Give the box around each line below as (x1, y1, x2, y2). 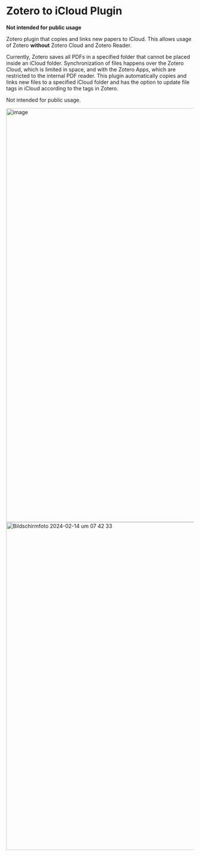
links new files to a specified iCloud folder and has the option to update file (6, 79, 190, 86)
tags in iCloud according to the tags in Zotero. (6, 84, 119, 92)
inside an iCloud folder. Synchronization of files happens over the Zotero (6, 59, 184, 67)
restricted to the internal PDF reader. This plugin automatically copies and (6, 72, 187, 79)
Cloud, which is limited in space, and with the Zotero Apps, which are (6, 65, 176, 73)
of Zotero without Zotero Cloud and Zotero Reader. (6, 42, 132, 49)
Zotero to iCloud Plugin (6, 4, 123, 18)
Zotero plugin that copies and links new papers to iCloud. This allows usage (6, 35, 192, 42)
